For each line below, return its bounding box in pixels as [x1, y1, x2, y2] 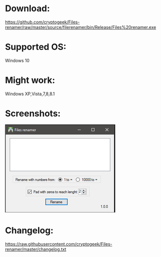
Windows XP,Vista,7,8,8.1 [5, 91, 55, 97]
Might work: [5, 75, 55, 86]
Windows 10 [5, 57, 30, 64]
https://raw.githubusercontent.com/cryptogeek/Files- [5, 241, 112, 247]
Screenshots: [5, 108, 61, 119]
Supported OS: [5, 42, 67, 53]
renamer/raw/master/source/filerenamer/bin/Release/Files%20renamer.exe [5, 24, 156, 30]
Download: [5, 3, 50, 14]
